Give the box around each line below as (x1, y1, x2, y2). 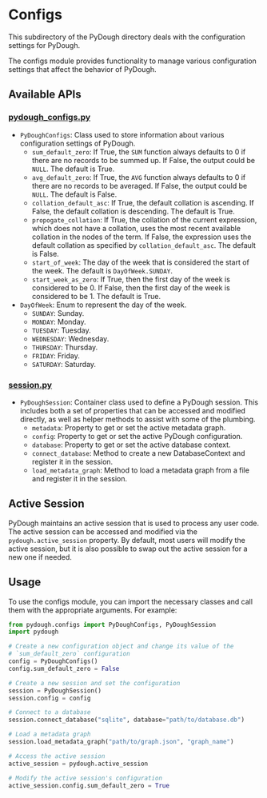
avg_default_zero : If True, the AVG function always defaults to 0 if (31, 172, 246, 182)
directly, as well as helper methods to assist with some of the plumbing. (19, 414, 256, 424)
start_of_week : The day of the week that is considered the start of (31, 257, 249, 267)
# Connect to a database (8, 708, 91, 716)
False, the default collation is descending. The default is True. (31, 206, 235, 216)
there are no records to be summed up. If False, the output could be (31, 155, 256, 165)
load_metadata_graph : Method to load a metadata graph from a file (31, 465, 250, 475)
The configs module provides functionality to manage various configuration (8, 56, 257, 66)
